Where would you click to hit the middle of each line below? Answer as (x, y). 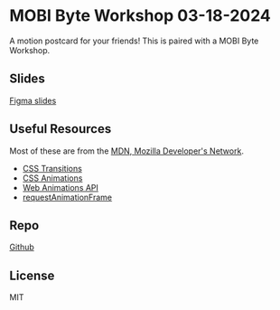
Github (22, 247)
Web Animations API (61, 187)
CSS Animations (52, 178)
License (32, 275)
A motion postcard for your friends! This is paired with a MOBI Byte (134, 41)
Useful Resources (61, 129)
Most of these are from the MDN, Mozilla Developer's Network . (126, 151)
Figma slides (33, 100)
